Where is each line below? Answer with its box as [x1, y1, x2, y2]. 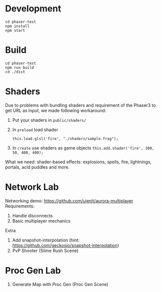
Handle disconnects [12, 212, 53, 218]
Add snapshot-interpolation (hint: [12, 237, 80, 243]
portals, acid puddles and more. [5, 164, 70, 170]
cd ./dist [5, 69, 26, 74]
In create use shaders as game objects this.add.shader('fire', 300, [12, 145, 155, 151]
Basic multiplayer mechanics [12, 218, 70, 224]
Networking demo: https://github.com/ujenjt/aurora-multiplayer [5, 197, 133, 203]
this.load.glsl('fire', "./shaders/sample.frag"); [12, 136, 119, 141]
